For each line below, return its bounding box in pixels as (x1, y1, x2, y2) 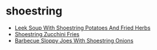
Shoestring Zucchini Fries (14, 30, 80, 37)
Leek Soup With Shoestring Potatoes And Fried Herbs (14, 24, 151, 31)
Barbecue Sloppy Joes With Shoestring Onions (14, 37, 134, 44)
